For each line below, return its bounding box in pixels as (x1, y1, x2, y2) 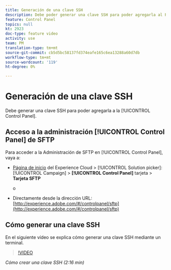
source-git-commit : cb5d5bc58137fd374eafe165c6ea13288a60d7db (5, 50, 140, 55)
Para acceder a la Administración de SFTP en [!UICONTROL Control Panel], (5, 149, 163, 155)
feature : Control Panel (5, 17, 56, 22)
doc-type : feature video (5, 31, 58, 36)
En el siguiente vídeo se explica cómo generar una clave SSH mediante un (5, 234, 161, 240)
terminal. (5, 239, 24, 246)
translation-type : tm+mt (5, 45, 58, 50)
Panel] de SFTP (5, 136, 55, 144)
